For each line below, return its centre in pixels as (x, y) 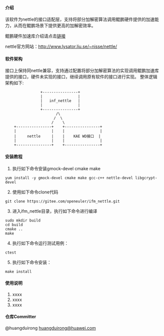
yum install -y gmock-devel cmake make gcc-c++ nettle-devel (69, 178)
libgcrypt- (146, 178)
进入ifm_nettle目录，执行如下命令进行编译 (55, 211)
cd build (14, 224)
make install (18, 271)
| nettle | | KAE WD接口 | (57, 136)
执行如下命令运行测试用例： (40, 243)
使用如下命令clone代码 (35, 192)
